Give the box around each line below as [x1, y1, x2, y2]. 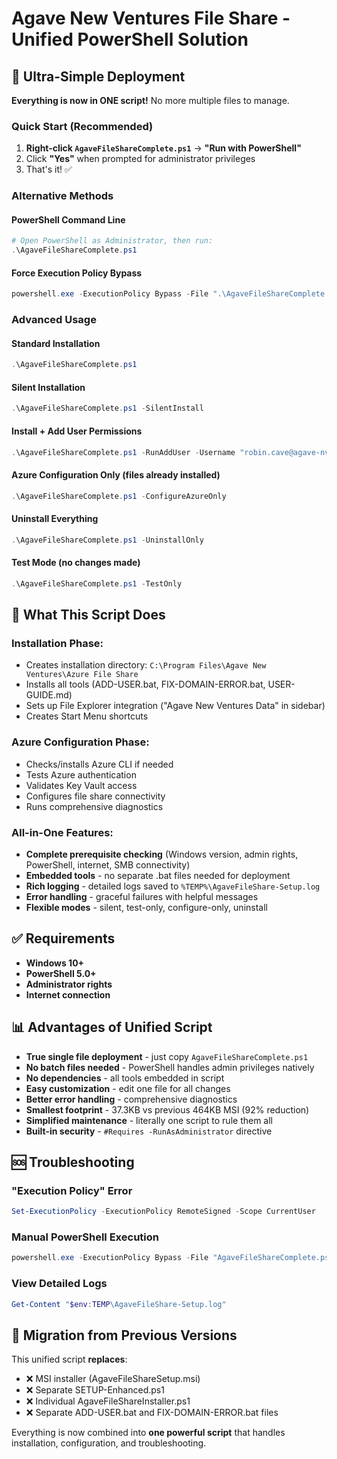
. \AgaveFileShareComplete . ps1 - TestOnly [11, 578, 183, 589]
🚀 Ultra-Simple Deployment [11, 68, 186, 85]
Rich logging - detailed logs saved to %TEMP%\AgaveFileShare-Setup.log [25, 880, 321, 892]
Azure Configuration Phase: [11, 735, 150, 749]
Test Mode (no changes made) [11, 557, 141, 569]
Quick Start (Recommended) [11, 119, 154, 133]
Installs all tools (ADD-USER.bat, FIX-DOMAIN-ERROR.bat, [25, 678, 266, 691]
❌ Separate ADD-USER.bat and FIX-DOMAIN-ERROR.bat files [25, 1407, 279, 1419]
